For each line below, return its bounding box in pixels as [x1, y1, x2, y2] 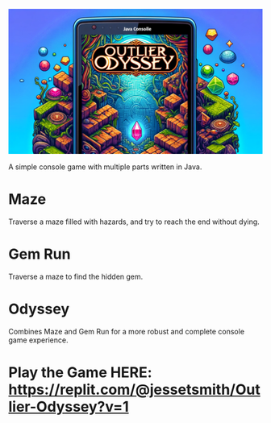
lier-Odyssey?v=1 [8, 397, 129, 416]
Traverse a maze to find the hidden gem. [8, 272, 144, 281]
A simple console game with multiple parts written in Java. [8, 162, 202, 172]
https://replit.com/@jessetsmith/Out [8, 380, 261, 399]
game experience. [8, 335, 69, 345]
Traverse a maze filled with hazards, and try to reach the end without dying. [8, 217, 260, 226]
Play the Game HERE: [8, 363, 152, 381]
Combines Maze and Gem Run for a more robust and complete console [8, 326, 244, 336]
